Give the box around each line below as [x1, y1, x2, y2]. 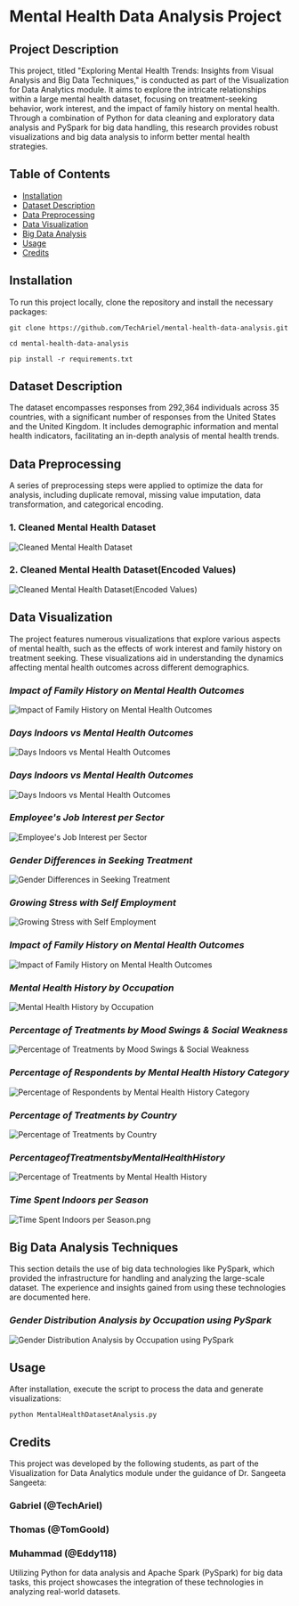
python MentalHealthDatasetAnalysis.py [9, 1410, 158, 1420]
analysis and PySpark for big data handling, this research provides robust [9, 122, 279, 133]
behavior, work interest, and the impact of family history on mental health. [9, 103, 280, 113]
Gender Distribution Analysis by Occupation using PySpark [9, 1314, 272, 1326]
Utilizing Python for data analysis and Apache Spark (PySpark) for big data [9, 1568, 283, 1578]
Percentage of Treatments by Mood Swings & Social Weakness [9, 1023, 288, 1036]
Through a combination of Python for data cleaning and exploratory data [9, 113, 275, 123]
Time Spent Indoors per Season [9, 1194, 149, 1206]
